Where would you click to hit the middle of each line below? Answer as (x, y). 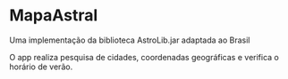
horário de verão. (41, 67)
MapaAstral (54, 16)
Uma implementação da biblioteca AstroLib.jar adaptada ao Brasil (130, 40)
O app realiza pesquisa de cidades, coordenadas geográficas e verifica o (144, 57)
